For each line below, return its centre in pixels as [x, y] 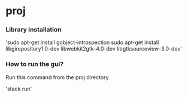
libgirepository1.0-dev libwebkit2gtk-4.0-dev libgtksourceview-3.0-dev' [94, 49]
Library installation [34, 30]
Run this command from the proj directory [57, 77]
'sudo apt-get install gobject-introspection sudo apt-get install [82, 42]
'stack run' [19, 89]
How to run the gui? [35, 64]
